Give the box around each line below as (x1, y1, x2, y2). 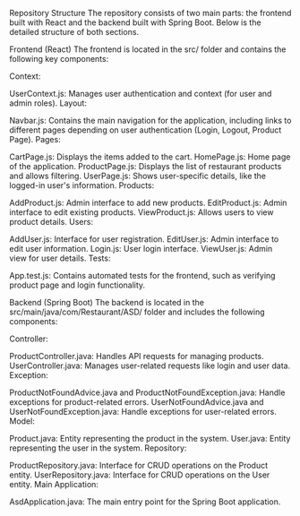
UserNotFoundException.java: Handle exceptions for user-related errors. (9, 407, 278, 417)
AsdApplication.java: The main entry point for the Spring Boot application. (9, 496, 281, 507)
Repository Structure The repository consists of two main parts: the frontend (9, 8, 292, 18)
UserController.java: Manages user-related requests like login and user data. (9, 360, 291, 371)
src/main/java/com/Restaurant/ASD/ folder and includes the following (9, 306, 266, 317)
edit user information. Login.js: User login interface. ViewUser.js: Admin (9, 244, 273, 254)
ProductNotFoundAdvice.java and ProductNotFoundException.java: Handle (9, 387, 286, 398)
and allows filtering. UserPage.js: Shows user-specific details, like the (9, 170, 267, 181)
